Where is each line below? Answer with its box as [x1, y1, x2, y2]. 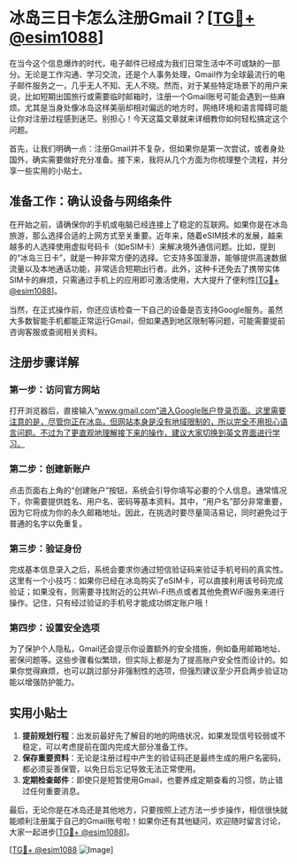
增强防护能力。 [24, 677, 80, 688]
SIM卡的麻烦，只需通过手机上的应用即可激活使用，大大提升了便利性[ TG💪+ [9, 274, 280, 284]
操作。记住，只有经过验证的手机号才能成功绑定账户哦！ [9, 597, 210, 608]
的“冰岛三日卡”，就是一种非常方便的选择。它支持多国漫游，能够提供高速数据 [9, 252, 287, 262]
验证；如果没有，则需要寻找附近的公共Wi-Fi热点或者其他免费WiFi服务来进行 [9, 587, 286, 597]
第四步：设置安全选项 [9, 621, 100, 634]
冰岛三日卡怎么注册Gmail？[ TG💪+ [9, 8, 255, 28]
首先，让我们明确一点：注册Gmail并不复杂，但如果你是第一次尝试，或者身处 [9, 143, 286, 153]
